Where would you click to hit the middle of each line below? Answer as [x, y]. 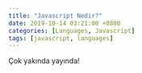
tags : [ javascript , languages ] [61, 38]
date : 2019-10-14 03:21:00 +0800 [65, 23]
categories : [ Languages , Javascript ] [72, 30]
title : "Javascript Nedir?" [56, 16]
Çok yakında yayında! [44, 61]
